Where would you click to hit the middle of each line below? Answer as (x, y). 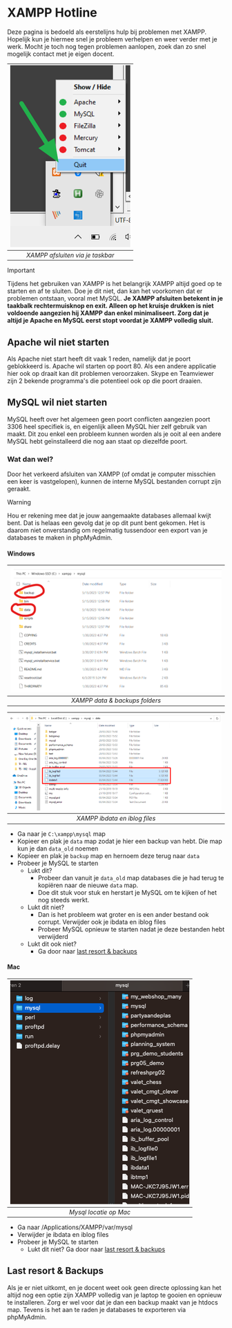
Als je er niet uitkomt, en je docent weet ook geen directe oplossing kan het (114, 1287)
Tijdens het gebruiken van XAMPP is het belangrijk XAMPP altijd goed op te (115, 284)
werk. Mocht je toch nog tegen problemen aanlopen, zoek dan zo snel (107, 46)
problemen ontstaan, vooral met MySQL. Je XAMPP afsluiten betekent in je (115, 298)
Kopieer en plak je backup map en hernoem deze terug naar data (108, 855)
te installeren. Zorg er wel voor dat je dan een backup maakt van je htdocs (113, 1302)
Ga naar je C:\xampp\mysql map (61, 833)
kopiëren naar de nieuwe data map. (88, 885)
